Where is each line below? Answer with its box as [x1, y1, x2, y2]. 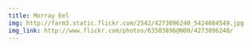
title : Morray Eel [8, 11, 69, 20]
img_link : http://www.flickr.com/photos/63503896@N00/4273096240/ [8, 26, 234, 34]
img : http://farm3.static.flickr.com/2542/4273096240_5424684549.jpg [8, 19, 245, 27]
